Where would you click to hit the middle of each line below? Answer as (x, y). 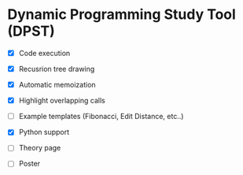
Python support (44, 132)
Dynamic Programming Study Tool (122, 15)
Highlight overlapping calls (62, 101)
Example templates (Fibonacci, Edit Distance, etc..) (101, 117)
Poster (29, 164)
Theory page (40, 148)
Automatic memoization (57, 85)
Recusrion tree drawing (57, 69)
